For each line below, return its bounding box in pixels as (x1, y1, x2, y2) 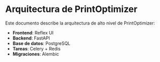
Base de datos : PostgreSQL (12, 40, 71, 46)
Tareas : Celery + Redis (12, 45, 61, 51)
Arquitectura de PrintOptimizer (5, 3, 138, 15)
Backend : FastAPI (12, 35, 50, 41)
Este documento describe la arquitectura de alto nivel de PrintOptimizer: (5, 20, 155, 26)
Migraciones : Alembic (12, 51, 60, 57)
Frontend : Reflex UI (12, 29, 54, 35)
